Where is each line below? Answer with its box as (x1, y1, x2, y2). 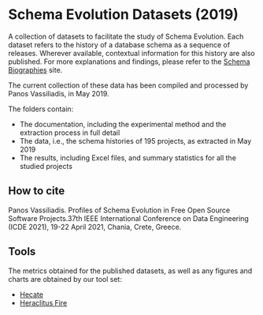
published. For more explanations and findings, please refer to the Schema (8, 57, 250, 66)
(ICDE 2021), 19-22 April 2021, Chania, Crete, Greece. (8, 222, 182, 231)
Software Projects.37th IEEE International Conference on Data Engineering (8, 213, 250, 223)
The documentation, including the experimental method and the (19, 119, 227, 129)
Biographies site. (8, 65, 63, 74)
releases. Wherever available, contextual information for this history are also (8, 48, 255, 58)
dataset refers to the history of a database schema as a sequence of (8, 39, 231, 49)
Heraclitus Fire (19, 298, 68, 307)
